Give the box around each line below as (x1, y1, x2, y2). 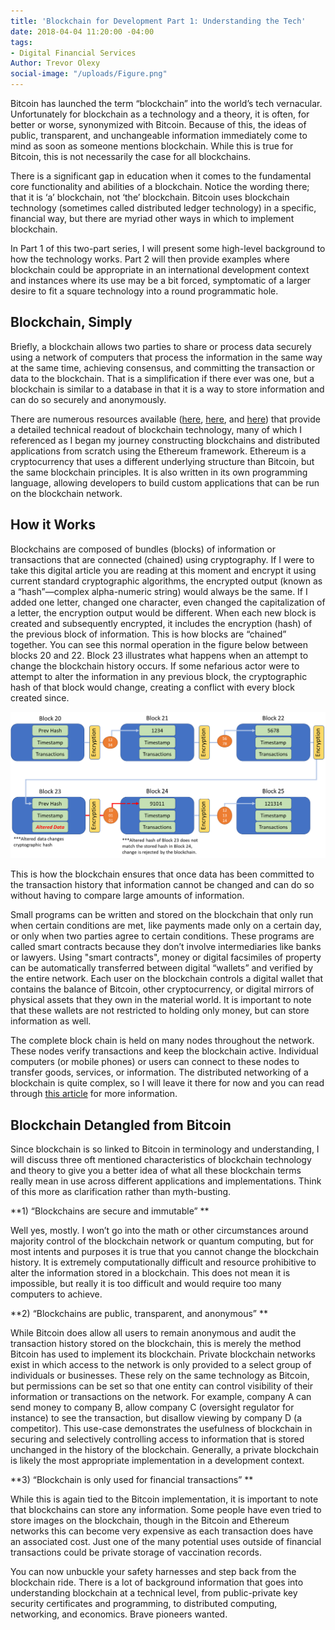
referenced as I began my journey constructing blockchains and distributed (10, 434, 321, 446)
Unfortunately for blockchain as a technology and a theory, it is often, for (10, 108, 310, 120)
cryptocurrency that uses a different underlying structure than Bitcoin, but (10, 455, 315, 467)
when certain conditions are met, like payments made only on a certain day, (10, 920, 322, 932)
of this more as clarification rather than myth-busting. (10, 1186, 232, 1198)
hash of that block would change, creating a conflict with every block (10, 681, 295, 693)
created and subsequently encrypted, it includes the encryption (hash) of (10, 617, 313, 629)
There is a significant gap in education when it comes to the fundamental (10, 170, 312, 182)
